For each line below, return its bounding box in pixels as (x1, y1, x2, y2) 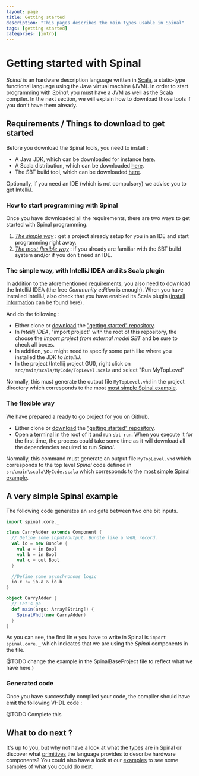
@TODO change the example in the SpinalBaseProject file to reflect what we (6, 658, 193, 665)
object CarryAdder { (6, 595, 58, 601)
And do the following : (6, 311, 61, 318)
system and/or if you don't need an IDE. (14, 252, 112, 259)
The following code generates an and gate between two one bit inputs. (6, 507, 178, 514)
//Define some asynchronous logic (11, 573, 97, 579)
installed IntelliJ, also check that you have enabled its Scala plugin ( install (6, 293, 185, 300)
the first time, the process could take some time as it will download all (14, 437, 185, 444)
